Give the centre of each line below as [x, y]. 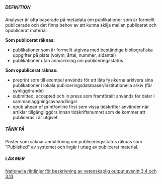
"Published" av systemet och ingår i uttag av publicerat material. [72, 147]
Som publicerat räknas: [30, 40]
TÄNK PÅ [15, 129]
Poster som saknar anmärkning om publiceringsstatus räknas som [74, 141]
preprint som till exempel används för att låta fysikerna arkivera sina [83, 80]
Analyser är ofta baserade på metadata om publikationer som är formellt [80, 20]
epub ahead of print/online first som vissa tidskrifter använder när [81, 107]
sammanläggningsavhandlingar [45, 101]
